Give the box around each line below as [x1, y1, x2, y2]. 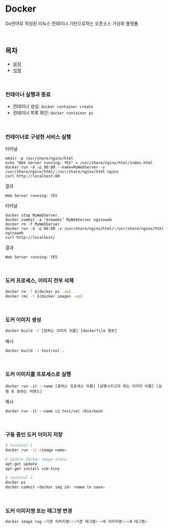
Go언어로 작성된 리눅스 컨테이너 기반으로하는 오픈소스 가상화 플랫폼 [5, 20, 138, 26]
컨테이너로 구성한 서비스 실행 [5, 133, 71, 140]
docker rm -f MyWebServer [5, 222, 60, 227]
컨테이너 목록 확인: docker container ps [12, 110, 94, 116]
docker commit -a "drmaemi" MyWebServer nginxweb [5, 217, 112, 223]
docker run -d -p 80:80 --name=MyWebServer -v [5, 165, 105, 170]
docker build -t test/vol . [5, 348, 65, 353]
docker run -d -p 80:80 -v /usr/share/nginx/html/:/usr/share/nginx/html [5, 226, 164, 231]
